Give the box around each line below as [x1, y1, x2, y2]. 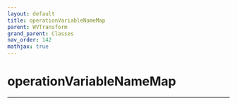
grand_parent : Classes [7, 30, 74, 37]
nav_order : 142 [7, 37, 52, 44]
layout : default [7, 10, 55, 18]
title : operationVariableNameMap [7, 17, 106, 24]
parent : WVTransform [7, 23, 68, 30]
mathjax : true [7, 43, 49, 50]
